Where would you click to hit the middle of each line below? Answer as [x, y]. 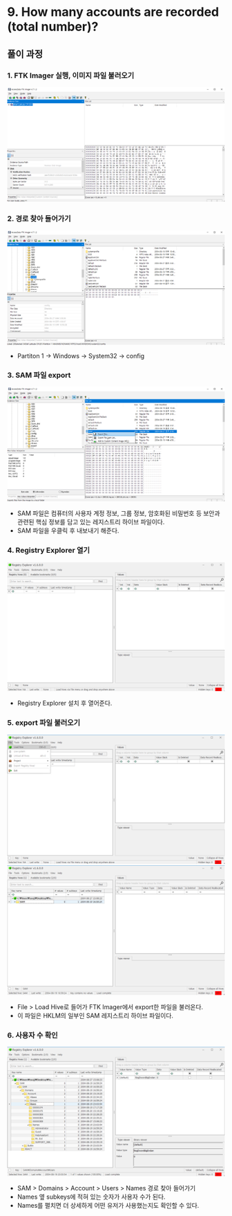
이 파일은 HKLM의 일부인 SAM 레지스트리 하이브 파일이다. [95, 1015]
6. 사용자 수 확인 [33, 1035]
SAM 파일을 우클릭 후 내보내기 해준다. [68, 531]
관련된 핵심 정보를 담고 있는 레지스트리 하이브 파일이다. [91, 522]
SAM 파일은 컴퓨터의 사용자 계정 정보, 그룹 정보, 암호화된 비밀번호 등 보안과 [118, 513]
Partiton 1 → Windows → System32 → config [81, 356]
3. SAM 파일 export [39, 375]
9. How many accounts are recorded [113, 12]
